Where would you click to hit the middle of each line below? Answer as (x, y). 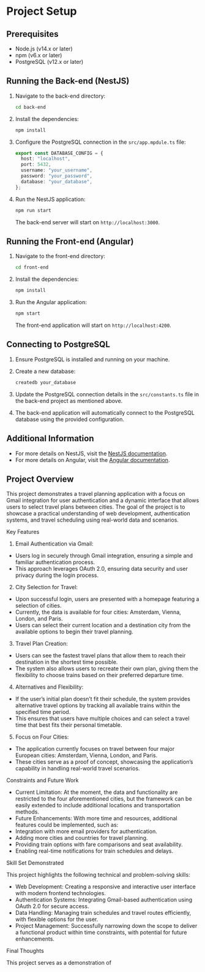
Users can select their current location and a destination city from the (103, 625)
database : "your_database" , (57, 182)
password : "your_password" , (57, 176)
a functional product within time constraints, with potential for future (101, 933)
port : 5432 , (36, 165)
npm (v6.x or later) (39, 55)
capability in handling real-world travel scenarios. (77, 769)
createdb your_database (46, 382)
